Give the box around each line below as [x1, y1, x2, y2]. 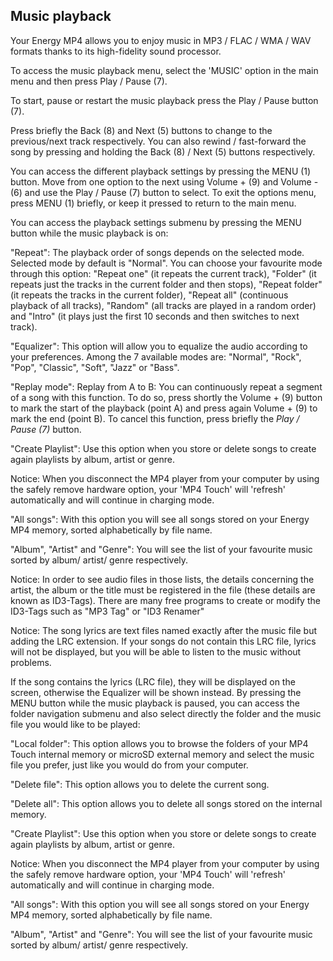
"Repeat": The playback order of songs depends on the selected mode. [10, 246, 305, 258]
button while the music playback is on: [10, 227, 169, 239]
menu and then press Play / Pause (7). [10, 75, 168, 87]
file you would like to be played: [10, 718, 141, 730]
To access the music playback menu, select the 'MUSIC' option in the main [10, 64, 319, 76]
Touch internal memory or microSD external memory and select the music [10, 748, 315, 760]
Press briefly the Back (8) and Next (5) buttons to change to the [10, 124, 273, 136]
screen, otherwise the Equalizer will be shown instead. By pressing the [10, 686, 302, 698]
